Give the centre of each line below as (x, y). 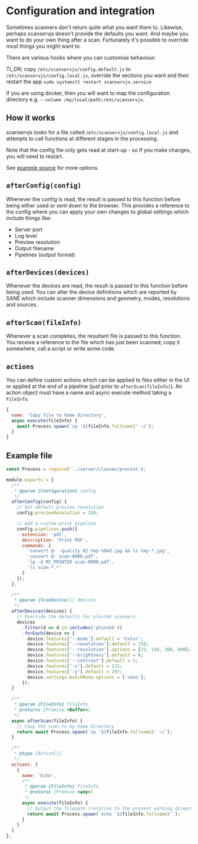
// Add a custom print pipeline (56, 524)
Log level (26, 235)
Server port (29, 229)
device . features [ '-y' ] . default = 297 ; (75, 672)
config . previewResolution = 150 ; (58, 513)
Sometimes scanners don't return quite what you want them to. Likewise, (95, 27)
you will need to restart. (35, 156)
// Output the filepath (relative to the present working (100, 809)
